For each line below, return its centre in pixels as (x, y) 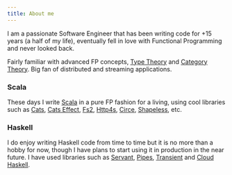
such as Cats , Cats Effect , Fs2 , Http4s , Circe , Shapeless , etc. (94, 109)
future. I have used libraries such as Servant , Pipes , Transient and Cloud (110, 158)
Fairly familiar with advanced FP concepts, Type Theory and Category (107, 61)
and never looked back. (41, 48)
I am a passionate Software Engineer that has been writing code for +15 (109, 33)
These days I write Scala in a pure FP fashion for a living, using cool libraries (116, 102)
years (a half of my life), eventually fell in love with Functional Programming (115, 41)
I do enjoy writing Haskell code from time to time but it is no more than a (110, 142)
